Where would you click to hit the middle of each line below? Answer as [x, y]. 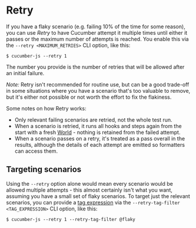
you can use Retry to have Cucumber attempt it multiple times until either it [97, 32]
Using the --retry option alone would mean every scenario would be [90, 183]
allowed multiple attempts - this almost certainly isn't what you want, [89, 190]
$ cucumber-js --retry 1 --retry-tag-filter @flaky [71, 219]
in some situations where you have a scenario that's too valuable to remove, [98, 90]
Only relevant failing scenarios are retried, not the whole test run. [93, 120]
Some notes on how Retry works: [46, 108]
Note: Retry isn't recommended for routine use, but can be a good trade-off [98, 84]
